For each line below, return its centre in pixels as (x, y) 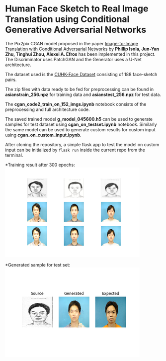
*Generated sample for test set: (38, 265)
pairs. (11, 80)
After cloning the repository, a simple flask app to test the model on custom (82, 144)
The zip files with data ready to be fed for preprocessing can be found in (80, 89)
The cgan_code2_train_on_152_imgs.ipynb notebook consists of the (76, 104)
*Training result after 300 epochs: (40, 165)
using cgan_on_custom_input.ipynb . (43, 135)
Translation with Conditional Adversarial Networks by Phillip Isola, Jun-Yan (82, 49)
